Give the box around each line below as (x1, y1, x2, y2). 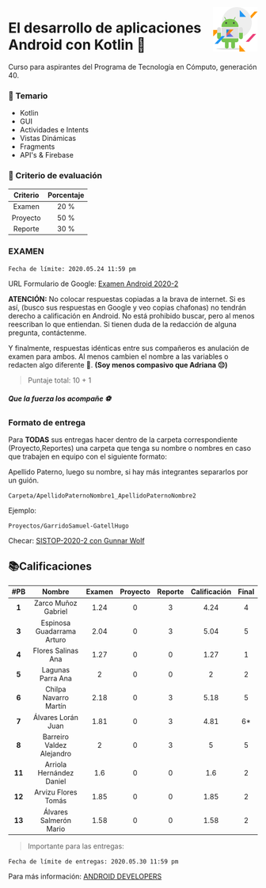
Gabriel (44, 607, 68, 616)
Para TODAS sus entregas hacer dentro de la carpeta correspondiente (8, 435, 238, 444)
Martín (44, 701, 66, 711)
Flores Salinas (32, 646, 79, 655)
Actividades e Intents (19, 125, 89, 135)
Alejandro (40, 749, 72, 758)
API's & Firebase (19, 151, 74, 160)
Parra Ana (39, 673, 73, 684)
